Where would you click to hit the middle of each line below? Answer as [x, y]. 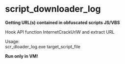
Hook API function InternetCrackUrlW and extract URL [60, 32]
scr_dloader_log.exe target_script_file [43, 46]
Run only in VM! [22, 56]
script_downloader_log [53, 9]
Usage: [12, 41]
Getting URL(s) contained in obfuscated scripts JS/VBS [62, 22]
